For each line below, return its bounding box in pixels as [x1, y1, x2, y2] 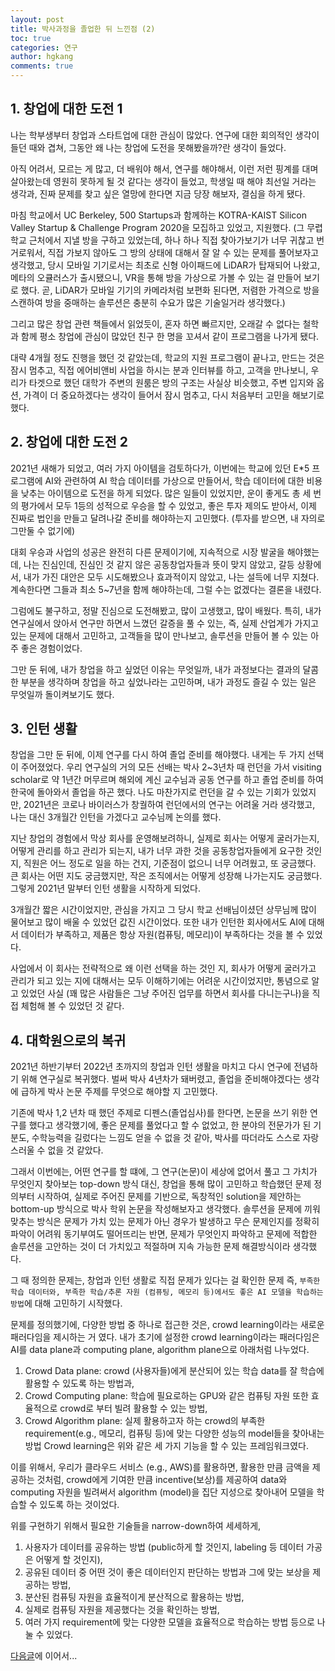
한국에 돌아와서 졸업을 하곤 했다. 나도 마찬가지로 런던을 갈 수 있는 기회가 [10, 786, 290, 798]
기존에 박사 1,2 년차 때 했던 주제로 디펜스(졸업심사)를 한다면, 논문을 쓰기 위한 [10, 1107, 308, 1119]
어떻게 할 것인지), [35, 1554, 103, 1566]
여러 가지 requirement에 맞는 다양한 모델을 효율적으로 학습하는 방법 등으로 [24, 1616, 315, 1628]
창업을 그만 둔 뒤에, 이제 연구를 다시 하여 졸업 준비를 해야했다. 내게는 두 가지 [10, 749, 306, 761]
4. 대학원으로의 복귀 [10, 1032, 127, 1049]
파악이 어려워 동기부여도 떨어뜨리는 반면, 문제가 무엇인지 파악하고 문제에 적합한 [10, 1228, 318, 1240]
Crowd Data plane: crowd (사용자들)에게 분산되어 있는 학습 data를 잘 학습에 [24, 1365, 325, 1377]
